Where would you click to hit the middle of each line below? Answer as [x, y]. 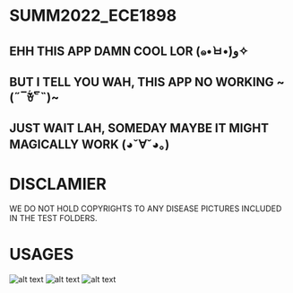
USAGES [42, 255]
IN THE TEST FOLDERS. [53, 218]
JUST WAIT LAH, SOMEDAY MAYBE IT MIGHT [139, 128]
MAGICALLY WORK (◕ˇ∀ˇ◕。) [90, 145]
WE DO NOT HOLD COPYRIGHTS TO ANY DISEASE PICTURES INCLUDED [146, 209]
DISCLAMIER [58, 184]
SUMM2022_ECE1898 [93, 16]
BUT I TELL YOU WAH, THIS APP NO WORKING [142, 82]
